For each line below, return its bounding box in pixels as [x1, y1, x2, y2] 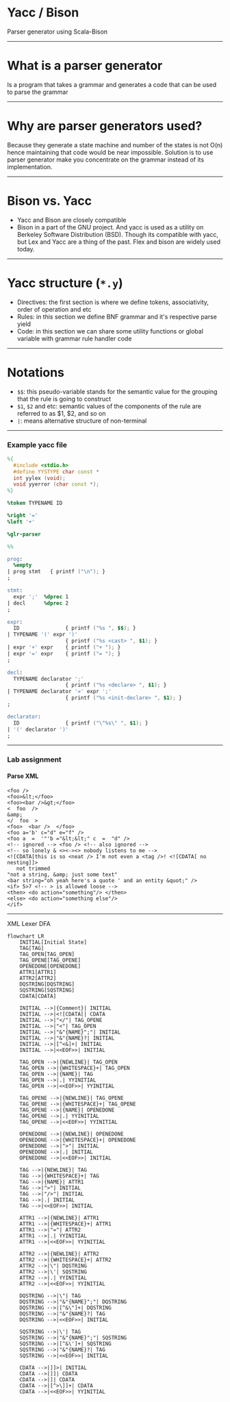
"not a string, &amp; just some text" [7, 871, 118, 878]
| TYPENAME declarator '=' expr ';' [7, 688, 112, 695]
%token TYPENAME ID [7, 500, 63, 507]
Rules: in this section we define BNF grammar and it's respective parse [16, 312, 218, 321]
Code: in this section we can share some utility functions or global [16, 327, 204, 335]
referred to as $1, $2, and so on [16, 409, 106, 417]
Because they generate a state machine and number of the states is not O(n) [7, 140, 223, 149]
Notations [7, 364, 65, 380]
